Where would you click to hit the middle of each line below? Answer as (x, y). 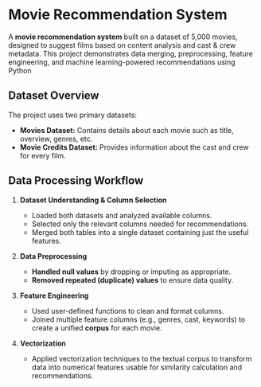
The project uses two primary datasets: (73, 115)
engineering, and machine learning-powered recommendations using (122, 62)
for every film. (43, 155)
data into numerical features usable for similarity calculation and (137, 367)
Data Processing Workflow (76, 181)
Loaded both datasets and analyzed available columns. (122, 215)
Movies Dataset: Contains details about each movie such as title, (127, 130)
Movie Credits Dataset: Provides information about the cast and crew (134, 147)
